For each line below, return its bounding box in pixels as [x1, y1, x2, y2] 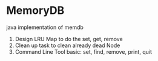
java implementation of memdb [6, 24, 84, 31]
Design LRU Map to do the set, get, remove [15, 35, 123, 42]
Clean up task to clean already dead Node [15, 42, 120, 49]
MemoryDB [6, 4, 65, 18]
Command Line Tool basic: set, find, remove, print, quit [15, 48, 153, 55]
